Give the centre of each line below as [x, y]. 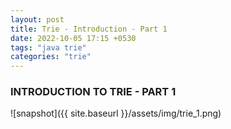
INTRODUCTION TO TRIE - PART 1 [93, 92]
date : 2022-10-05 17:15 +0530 [73, 38]
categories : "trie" [51, 57]
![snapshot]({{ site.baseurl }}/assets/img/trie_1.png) [116, 113]
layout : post [37, 19]
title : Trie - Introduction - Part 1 [89, 29]
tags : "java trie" [48, 47]
